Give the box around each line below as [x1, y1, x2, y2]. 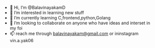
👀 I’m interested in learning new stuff [9, 10, 84, 16]
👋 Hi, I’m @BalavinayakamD [9, 5, 66, 10]
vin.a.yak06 [9, 38, 34, 43]
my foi [9, 25, 23, 31]
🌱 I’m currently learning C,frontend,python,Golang [9, 15, 111, 20]
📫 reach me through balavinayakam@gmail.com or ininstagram [9, 31, 139, 36]
